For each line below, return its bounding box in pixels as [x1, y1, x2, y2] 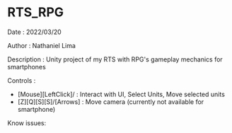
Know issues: [7, 118, 47, 127]
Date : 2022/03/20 [7, 28, 62, 36]
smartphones [7, 62, 46, 71]
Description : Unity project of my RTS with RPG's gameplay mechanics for [7, 54, 223, 64]
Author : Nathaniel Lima [7, 41, 76, 50]
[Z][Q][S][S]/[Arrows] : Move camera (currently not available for [17, 97, 204, 106]
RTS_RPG [7, 4, 64, 21]
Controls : [7, 76, 36, 85]
